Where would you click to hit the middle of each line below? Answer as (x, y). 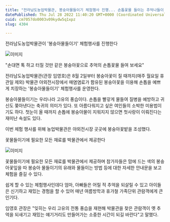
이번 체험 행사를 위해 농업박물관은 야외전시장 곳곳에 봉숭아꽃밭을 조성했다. (78, 129)
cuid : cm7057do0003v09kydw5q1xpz (40, 19)
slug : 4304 (17, 24)
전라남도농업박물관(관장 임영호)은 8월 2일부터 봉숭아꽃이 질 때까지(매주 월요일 (82, 76)
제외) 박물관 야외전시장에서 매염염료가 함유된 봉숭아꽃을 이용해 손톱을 (83, 82)
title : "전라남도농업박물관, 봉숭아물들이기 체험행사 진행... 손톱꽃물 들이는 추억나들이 (84, 10)
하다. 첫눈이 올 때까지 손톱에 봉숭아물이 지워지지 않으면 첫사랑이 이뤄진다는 (88, 112)
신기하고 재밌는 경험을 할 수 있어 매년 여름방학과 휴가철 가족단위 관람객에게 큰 (87, 191)
